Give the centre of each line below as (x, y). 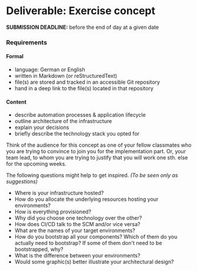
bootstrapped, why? (39, 249)
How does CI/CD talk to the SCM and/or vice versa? (77, 224)
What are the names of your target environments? (75, 230)
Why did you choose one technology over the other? (78, 218)
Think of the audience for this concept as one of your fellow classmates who (99, 145)
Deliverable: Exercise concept (81, 11)
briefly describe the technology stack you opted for (77, 134)
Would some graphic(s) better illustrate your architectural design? (94, 262)
